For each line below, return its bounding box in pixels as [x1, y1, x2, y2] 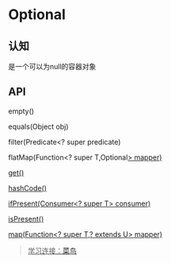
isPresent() [8, 214, 44, 223]
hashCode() [8, 183, 47, 192]
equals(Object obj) [8, 122, 69, 131]
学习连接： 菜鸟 [27, 246, 77, 255]
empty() [8, 106, 34, 116]
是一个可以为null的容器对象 [8, 62, 97, 71]
